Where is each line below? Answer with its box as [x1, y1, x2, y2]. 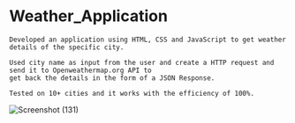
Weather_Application [9, 6, 168, 26]
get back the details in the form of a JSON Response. [9, 73, 216, 83]
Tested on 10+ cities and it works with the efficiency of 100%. [9, 89, 254, 98]
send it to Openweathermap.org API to [9, 66, 152, 75]
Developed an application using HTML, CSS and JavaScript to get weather [9, 35, 287, 44]
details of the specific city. [9, 42, 125, 52]
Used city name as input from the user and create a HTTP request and [9, 58, 275, 67]
